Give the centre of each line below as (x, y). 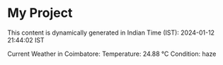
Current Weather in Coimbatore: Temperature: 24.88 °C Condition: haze (112, 54)
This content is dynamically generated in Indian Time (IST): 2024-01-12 (111, 32)
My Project (40, 13)
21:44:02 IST (26, 40)
